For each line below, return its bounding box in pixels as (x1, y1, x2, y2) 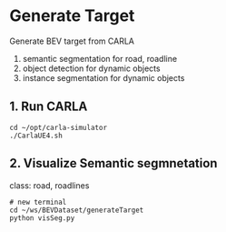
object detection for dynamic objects (22, 63, 161, 74)
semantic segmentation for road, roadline (22, 53, 178, 64)
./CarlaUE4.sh (9, 131, 64, 140)
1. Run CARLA (9, 99, 88, 115)
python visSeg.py (9, 213, 75, 223)
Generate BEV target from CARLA (9, 35, 134, 46)
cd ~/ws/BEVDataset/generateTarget (9, 206, 144, 215)
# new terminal (9, 197, 67, 207)
